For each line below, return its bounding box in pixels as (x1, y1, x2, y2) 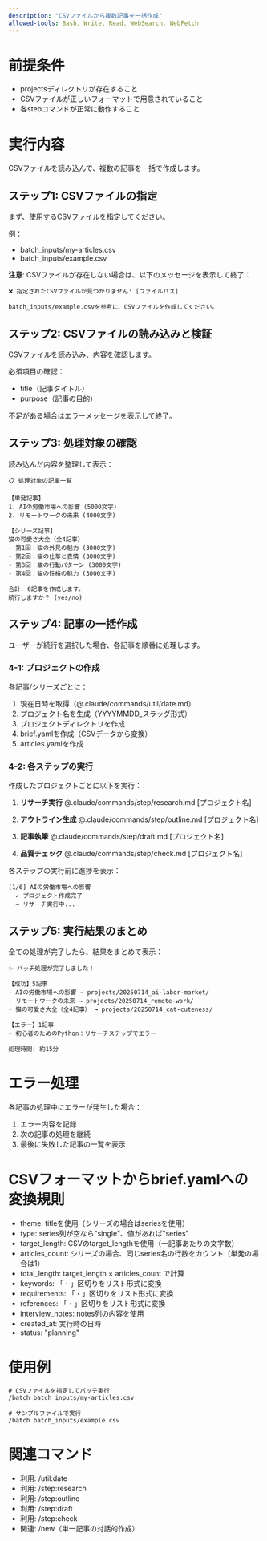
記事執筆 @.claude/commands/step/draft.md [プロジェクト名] (19, 831, 225, 842)
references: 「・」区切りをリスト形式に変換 (19, 1298, 166, 1308)
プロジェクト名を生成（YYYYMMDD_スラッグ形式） (19, 709, 192, 718)
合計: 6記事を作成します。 (8, 584, 85, 593)
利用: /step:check (19, 1513, 78, 1523)
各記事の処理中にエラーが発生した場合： (8, 1102, 142, 1111)
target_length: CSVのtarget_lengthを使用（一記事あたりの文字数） (19, 1238, 239, 1248)
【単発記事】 (8, 494, 45, 502)
